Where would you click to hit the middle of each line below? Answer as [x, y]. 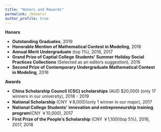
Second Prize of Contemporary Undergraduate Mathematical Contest [83, 67]
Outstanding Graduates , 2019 [42, 42]
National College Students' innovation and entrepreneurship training [83, 107]
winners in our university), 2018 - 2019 [50, 96]
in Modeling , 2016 [30, 73]
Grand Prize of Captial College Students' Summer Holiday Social [78, 57]
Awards [13, 82]
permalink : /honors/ [26, 14]
